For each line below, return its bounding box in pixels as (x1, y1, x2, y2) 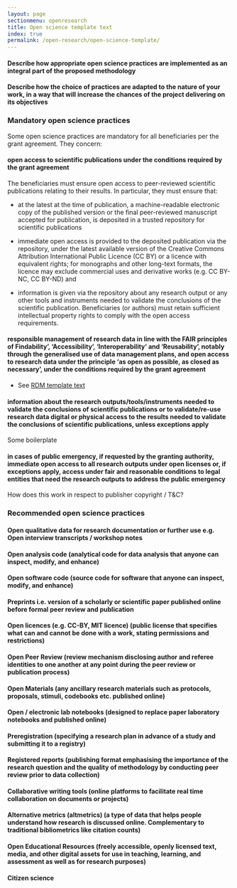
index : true (7, 30, 43, 38)
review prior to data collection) (7, 771, 100, 779)
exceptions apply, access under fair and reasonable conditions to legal (7, 467, 221, 475)
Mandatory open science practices (7, 115, 131, 125)
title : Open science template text (7, 23, 113, 31)
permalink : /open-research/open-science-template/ (7, 37, 160, 44)
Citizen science (7, 873, 55, 882)
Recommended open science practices (7, 508, 145, 518)
